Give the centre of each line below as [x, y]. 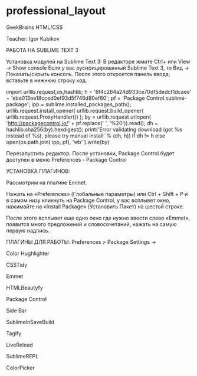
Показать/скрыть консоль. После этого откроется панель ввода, [88, 74]
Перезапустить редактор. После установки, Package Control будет [91, 153]
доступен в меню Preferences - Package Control [66, 159]
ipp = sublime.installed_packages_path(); [81, 104]
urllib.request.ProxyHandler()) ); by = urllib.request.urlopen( [79, 117]
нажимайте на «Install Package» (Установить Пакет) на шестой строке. [95, 206]
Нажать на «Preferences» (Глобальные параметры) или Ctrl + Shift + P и [97, 194]
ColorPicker [21, 368]
